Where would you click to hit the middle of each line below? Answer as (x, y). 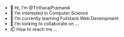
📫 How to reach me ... (34, 29)
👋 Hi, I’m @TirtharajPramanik (40, 8)
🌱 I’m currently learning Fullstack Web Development (64, 18)
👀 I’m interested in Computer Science (49, 13)
